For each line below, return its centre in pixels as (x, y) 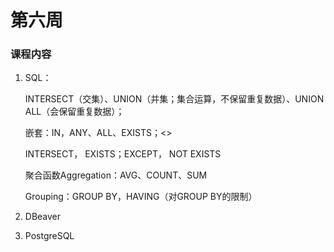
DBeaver (43, 217)
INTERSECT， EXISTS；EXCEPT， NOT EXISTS (123, 154)
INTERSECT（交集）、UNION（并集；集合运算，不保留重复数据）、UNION (174, 99)
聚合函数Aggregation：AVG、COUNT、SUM (116, 175)
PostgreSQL (49, 236)
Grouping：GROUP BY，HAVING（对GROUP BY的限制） (141, 197)
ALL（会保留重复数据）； (74, 112)
